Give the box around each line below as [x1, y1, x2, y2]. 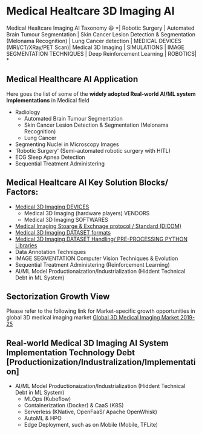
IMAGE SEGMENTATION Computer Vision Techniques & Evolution [15, 255, 178, 262]
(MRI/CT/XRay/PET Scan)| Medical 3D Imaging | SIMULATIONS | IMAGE [6, 44, 184, 51]
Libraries [15, 241, 37, 249]
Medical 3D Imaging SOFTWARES [24, 216, 109, 223]
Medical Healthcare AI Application [6, 74, 138, 84]
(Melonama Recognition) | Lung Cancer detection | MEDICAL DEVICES [6, 37, 181, 44]
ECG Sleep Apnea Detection [15, 153, 86, 161]
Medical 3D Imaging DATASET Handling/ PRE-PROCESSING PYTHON [15, 235, 188, 242]
